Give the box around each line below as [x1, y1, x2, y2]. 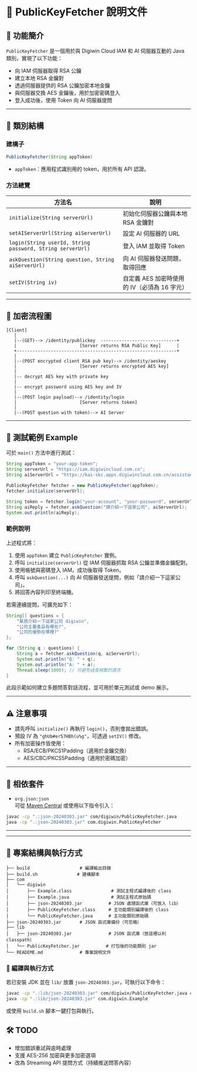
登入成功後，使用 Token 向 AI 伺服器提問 [14, 97, 113, 104]
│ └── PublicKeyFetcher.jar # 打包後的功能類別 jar [6, 943, 157, 949]
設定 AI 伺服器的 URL [123, 229, 180, 237]
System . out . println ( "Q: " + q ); [16, 656, 96, 662]
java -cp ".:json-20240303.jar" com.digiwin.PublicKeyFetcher [6, 819, 161, 825]
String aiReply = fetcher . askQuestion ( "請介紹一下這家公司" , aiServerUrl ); [6, 504, 188, 510]
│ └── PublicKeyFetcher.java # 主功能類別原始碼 [6, 913, 149, 919]
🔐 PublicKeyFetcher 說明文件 [6, 5, 148, 19]
